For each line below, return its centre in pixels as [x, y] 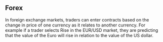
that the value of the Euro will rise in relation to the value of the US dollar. [79, 35]
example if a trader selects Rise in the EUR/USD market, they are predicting [82, 30]
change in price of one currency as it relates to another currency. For [75, 25]
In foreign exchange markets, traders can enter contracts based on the [77, 20]
